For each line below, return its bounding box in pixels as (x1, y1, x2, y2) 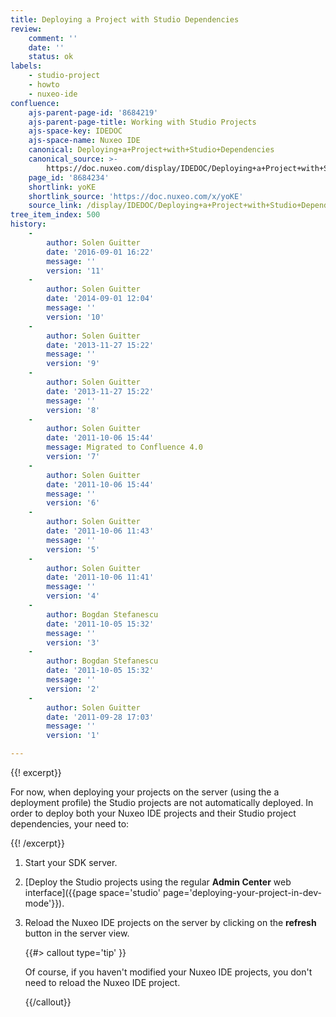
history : (10, 219, 47, 230)
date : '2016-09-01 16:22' (46, 247, 155, 257)
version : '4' (46, 591, 101, 601)
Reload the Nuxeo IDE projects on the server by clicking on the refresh (24, 917, 317, 928)
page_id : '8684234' (28, 172, 110, 183)
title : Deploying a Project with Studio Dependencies (10, 14, 240, 25)
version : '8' (46, 405, 101, 415)
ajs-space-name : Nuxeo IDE (28, 136, 141, 146)
